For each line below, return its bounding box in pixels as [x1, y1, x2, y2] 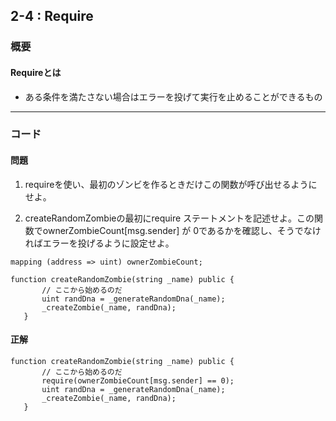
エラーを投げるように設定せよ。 [42, 237, 175, 249]
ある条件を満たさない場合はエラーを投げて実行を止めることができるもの [24, 90, 323, 103]
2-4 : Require [10, 8, 94, 25]
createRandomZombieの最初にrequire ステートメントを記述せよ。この [24, 212, 315, 224]
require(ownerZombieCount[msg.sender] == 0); [41, 375, 235, 386]
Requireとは [10, 66, 62, 78]
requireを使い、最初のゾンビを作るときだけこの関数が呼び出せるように [24, 178, 318, 190]
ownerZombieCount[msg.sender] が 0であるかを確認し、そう [42, 224, 295, 236]
